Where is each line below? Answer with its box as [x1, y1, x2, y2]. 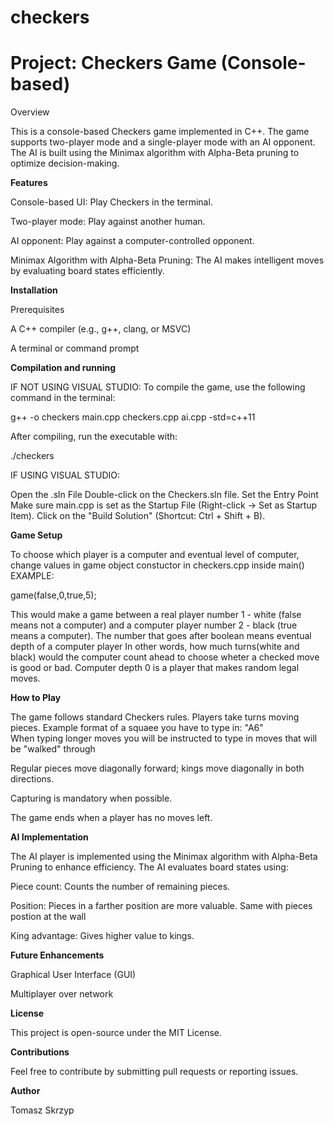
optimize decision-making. [10, 157, 120, 170]
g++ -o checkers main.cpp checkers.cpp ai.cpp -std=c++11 [10, 411, 256, 423]
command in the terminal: [10, 392, 116, 404]
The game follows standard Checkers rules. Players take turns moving [10, 711, 300, 723]
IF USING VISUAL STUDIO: [10, 469, 121, 481]
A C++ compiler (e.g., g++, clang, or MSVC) [10, 323, 192, 335]
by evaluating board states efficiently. [10, 265, 165, 277]
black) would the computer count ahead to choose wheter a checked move [10, 651, 320, 663]
